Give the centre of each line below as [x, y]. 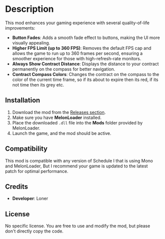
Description [29, 9]
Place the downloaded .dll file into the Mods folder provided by [77, 122]
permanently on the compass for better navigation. [64, 69]
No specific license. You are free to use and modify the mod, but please [78, 226]
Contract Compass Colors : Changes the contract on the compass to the [86, 74]
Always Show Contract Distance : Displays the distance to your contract [85, 64]
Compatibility [26, 149]
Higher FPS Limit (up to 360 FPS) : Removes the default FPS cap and [82, 48]
